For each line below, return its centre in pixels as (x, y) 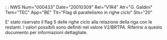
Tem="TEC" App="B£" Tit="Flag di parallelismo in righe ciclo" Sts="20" (79, 12)
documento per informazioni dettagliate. (46, 32)
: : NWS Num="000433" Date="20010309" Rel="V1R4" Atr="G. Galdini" (79, 7)
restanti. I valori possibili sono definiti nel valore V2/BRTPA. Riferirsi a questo (84, 27)
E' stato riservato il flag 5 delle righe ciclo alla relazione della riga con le (79, 22)
